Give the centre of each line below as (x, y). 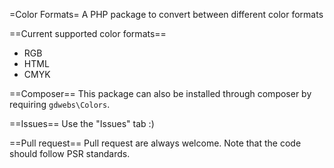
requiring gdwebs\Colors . (60, 104)
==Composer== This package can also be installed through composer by (160, 93)
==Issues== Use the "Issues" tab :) (82, 123)
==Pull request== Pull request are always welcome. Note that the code (155, 143)
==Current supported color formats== (88, 33)
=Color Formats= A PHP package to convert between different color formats (166, 14)
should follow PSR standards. (70, 153)
